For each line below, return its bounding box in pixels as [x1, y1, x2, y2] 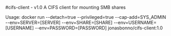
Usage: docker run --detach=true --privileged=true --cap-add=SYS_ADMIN [5, 14, 166, 20]
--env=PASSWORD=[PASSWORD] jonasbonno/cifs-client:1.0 [35, 25, 163, 31]
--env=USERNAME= [113, 20, 157, 25]
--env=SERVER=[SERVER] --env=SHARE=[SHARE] [5, 20, 113, 25]
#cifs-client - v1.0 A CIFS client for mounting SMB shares [5, 5, 126, 10]
